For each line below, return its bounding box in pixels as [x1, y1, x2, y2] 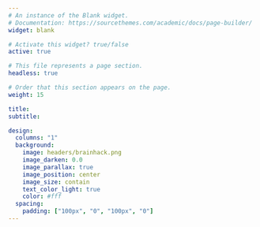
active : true [8, 48, 51, 56]
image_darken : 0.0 [22, 156, 83, 164]
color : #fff [22, 192, 62, 201]
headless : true [8, 69, 58, 77]
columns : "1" [15, 134, 58, 142]
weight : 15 [8, 91, 44, 99]
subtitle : [8, 112, 41, 121]
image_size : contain [22, 178, 90, 186]
